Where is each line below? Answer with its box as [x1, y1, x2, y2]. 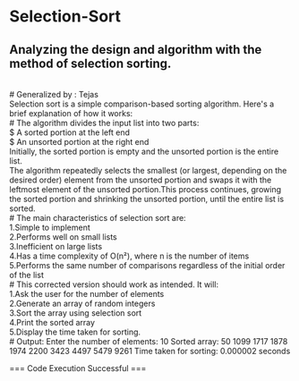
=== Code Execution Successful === [9, 363, 147, 373]
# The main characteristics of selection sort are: [9, 213, 186, 223]
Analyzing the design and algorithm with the [9, 42, 262, 57]
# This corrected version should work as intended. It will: [9, 279, 219, 290]
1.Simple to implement [9, 222, 91, 233]
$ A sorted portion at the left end [9, 127, 131, 138]
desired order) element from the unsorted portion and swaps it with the [9, 174, 272, 185]
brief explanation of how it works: [9, 108, 133, 118]
